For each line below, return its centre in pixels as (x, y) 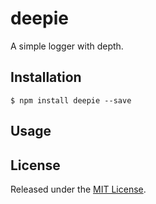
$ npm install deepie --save (71, 100)
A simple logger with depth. (67, 46)
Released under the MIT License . (78, 189)
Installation (46, 77)
